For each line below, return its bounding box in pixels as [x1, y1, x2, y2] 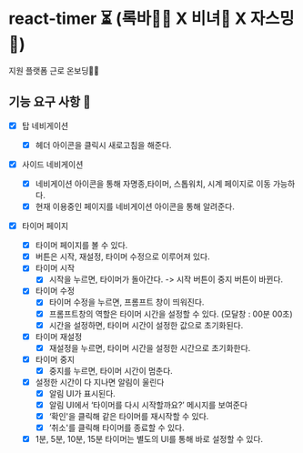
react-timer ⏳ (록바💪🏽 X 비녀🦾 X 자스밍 [8, 8, 295, 29]
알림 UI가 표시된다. [48, 388, 116, 398]
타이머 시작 [35, 263, 75, 274]
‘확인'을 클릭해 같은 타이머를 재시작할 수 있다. [48, 411, 209, 422]
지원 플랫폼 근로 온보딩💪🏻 [8, 65, 99, 75]
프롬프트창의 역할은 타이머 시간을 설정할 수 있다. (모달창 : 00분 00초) [48, 308, 293, 319]
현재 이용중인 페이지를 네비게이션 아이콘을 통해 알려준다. [35, 201, 236, 212]
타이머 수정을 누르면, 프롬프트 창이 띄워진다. [48, 297, 205, 307]
